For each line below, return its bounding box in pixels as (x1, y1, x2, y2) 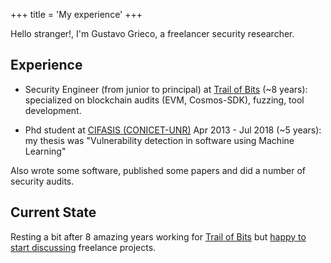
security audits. (10, 175, 75, 187)
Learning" (24, 145, 67, 157)
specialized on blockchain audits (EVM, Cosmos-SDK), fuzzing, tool (24, 94, 305, 106)
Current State (10, 204, 97, 221)
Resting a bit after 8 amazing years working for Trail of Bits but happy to (10, 230, 307, 243)
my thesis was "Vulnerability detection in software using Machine (24, 134, 295, 146)
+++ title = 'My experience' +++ (10, 9, 143, 20)
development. (24, 104, 82, 116)
